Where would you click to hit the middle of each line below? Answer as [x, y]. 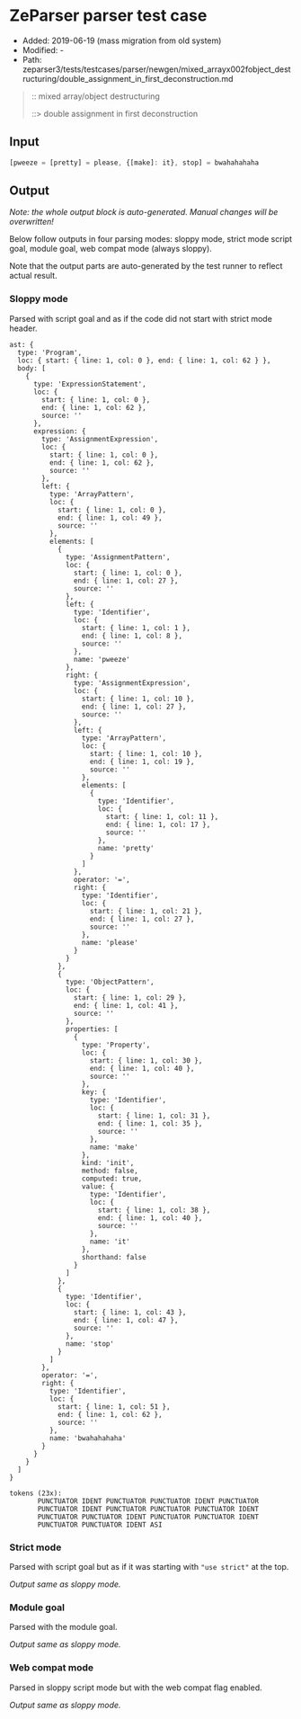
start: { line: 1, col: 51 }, [114, 1407]
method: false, [110, 1171]
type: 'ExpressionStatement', [89, 384]
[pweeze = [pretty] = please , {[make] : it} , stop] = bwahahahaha [134, 163]
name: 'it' [110, 1242]
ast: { [22, 344]
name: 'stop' [90, 1344]
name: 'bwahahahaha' [88, 1438]
